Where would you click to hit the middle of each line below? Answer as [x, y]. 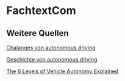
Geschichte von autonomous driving [52, 59]
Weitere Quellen [37, 33]
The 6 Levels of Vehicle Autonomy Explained [62, 71]
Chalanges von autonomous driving [51, 48]
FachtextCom [41, 11]
